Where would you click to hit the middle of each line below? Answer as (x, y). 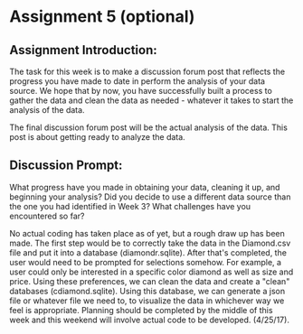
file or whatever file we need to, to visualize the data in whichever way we (147, 301)
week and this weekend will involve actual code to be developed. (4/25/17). (149, 320)
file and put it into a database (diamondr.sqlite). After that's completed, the (148, 252)
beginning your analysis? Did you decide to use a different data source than (150, 197)
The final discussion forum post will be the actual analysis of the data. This (148, 127)
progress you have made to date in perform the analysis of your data (137, 81)
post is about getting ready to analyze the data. (97, 137)
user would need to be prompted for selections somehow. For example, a (146, 262)
